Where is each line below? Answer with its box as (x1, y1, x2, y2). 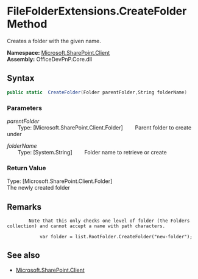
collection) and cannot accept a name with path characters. (7, 223, 166, 229)
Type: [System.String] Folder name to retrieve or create (18, 148, 167, 156)
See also (7, 250, 40, 261)
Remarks (7, 202, 42, 212)
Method (7, 17, 48, 31)
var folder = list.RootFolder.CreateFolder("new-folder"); (39, 234, 193, 240)
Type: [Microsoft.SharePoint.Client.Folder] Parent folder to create (18, 123, 192, 131)
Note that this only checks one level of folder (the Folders (29, 218, 190, 224)
